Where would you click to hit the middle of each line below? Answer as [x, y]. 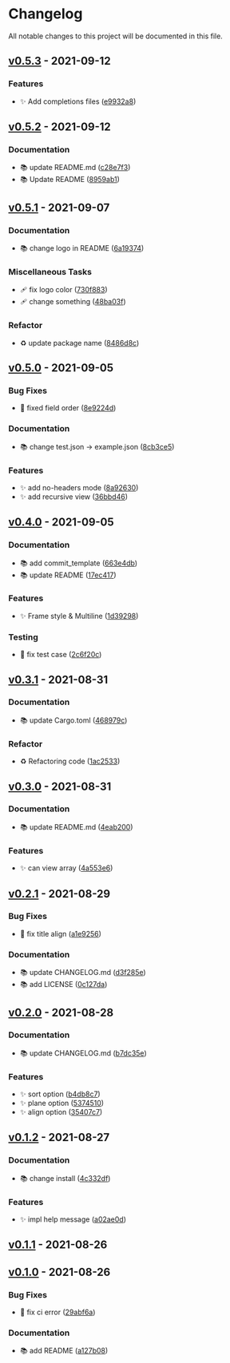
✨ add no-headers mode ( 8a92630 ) [79, 487]
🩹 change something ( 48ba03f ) [73, 302]
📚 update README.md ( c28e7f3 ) [75, 168]
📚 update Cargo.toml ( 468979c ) [73, 720]
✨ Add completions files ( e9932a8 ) [78, 101]
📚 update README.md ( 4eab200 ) [76, 826]
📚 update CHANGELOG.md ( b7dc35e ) [83, 1053]
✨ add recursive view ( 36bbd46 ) [73, 497]
